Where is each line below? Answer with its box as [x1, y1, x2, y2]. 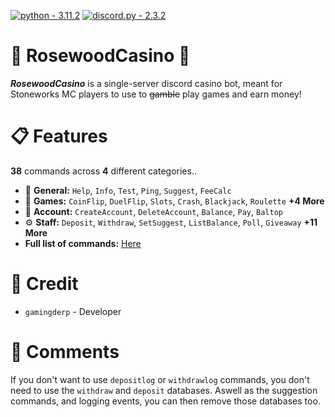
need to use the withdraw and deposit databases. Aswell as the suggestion [10, 384, 318, 396]
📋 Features [10, 125, 108, 148]
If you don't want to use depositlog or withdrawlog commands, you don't [10, 373, 310, 385]
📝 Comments [10, 341, 120, 363]
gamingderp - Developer [24, 305, 122, 317]
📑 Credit [10, 273, 79, 295]
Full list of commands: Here [24, 237, 142, 249]
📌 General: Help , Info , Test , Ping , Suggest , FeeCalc [24, 184, 232, 196]
